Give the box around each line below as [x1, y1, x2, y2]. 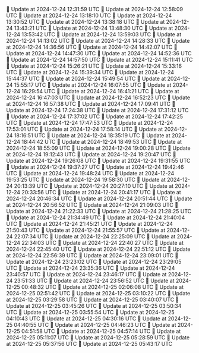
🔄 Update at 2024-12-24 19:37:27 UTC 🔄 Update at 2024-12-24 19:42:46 [6, 163, 184, 171]
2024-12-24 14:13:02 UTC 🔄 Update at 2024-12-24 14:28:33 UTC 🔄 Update [6, 37, 190, 44]
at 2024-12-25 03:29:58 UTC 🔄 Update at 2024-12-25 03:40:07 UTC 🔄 [6, 296, 179, 303]
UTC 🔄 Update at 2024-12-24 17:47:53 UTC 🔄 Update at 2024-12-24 [6, 119, 173, 126]
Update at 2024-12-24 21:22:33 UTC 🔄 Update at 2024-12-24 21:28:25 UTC [6, 208, 192, 215]
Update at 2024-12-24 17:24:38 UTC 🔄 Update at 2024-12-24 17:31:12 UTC [6, 107, 189, 114]
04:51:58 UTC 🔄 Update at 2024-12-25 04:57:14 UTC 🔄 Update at [21, 327, 181, 335]
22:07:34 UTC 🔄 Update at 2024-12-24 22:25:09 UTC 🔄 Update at [14, 233, 176, 240]
